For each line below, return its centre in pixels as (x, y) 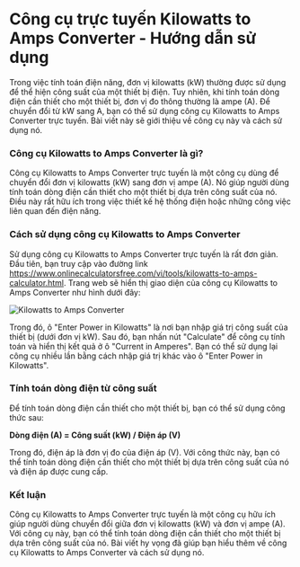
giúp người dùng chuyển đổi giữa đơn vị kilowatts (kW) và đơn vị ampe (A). (147, 524)
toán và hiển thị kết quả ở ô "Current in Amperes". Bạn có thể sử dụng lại (144, 346)
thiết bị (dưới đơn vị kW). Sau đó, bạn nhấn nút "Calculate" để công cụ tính (147, 336)
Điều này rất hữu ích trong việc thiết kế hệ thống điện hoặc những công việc (150, 201)
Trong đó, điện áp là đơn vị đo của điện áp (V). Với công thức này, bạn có (145, 452)
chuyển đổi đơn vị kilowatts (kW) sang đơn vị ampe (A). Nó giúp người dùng (150, 182)
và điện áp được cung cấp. (59, 471)
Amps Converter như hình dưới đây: (75, 292)
